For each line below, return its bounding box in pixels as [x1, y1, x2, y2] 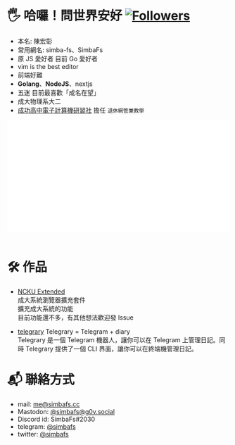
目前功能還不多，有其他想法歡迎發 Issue [17, 313, 134, 322]
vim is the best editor [17, 62, 79, 70]
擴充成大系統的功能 [17, 304, 74, 313]
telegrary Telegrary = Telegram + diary [17, 327, 130, 336]
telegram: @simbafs [17, 422, 76, 431]
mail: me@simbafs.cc [17, 400, 80, 408]
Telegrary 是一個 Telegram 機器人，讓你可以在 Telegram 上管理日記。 [17, 335, 220, 344]
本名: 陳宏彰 [17, 37, 53, 45]
